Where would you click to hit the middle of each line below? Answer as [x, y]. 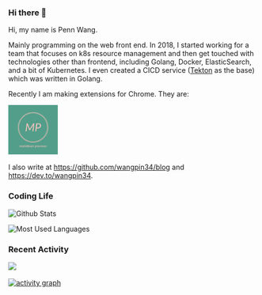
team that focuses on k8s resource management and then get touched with [131, 54]
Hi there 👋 [28, 13]
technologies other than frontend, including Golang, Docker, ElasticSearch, [130, 62]
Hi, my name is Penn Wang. [53, 30]
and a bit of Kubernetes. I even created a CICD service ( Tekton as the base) [131, 70]
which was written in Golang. [55, 79]
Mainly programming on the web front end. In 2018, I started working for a [129, 45]
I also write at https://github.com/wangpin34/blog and [96, 167]
